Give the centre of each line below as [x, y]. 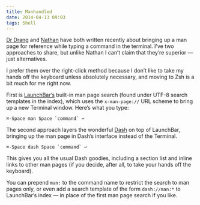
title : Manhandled [29, 12]
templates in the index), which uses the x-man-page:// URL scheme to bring [100, 101]
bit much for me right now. [39, 83]
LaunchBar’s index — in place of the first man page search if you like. [92, 195]
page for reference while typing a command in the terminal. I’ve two [90, 46]
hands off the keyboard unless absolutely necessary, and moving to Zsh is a [100, 77]
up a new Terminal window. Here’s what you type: [68, 108]
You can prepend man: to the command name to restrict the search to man [98, 183]
